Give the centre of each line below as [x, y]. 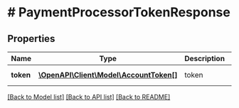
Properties [31, 39]
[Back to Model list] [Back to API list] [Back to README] [89, 97]
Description [205, 59]
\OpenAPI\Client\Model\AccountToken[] [108, 75]
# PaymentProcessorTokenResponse [119, 12]
